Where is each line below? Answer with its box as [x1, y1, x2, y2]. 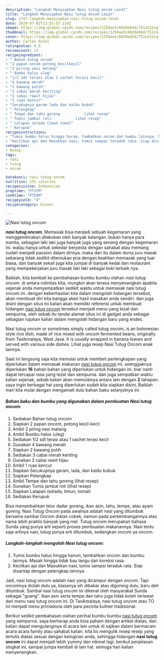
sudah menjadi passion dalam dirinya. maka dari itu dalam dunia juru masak [5, 250, 157, 256]
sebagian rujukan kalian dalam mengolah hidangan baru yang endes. [5, 316, 144, 322]
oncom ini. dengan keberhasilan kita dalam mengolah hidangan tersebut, [5, 290, 151, 296]
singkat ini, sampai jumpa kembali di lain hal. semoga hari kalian [5, 644, 133, 650]
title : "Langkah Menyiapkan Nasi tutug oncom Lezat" [5, 12, 115, 17]
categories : [5, 144, 30, 148]
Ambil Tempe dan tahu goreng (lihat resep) [12, 478, 99, 484]
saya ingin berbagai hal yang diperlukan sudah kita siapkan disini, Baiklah [5, 382, 153, 388]
